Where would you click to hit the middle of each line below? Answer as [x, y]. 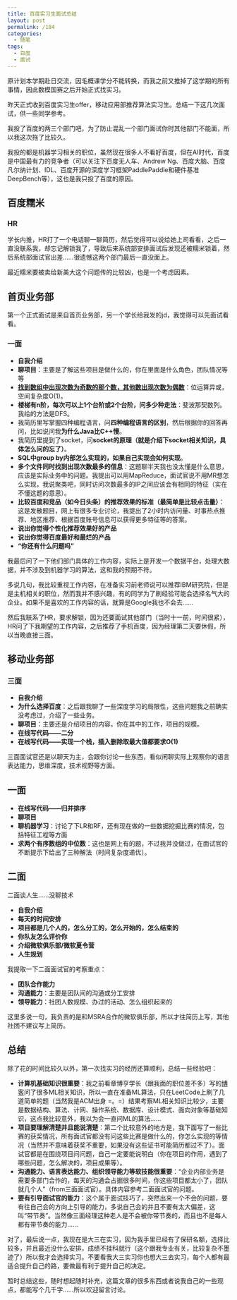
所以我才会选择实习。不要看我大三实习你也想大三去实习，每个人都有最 [128, 1257]
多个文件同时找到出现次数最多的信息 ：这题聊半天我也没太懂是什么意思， [122, 466]
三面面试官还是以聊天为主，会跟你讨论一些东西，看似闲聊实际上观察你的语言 [119, 757]
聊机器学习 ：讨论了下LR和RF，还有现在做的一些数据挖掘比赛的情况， [118, 826]
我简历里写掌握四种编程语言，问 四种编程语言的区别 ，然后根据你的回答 [120, 422]
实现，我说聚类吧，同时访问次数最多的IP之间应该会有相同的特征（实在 [126, 484]
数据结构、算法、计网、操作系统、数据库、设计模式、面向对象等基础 [123, 1110]
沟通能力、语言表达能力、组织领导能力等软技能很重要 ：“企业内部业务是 [121, 1171]
